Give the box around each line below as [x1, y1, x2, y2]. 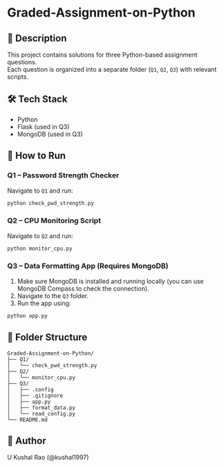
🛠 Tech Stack [7, 93, 68, 105]
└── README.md [7, 416, 48, 423]
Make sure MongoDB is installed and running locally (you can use [17, 277, 204, 285]
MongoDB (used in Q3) [17, 130, 83, 138]
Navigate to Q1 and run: [7, 186, 73, 195]
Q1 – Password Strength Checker [7, 170, 120, 180]
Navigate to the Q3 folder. [17, 291, 88, 300]
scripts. [7, 72, 29, 81]
